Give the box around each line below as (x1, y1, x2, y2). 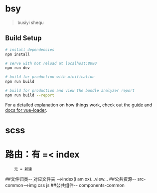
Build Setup (5, 34, 42, 42)
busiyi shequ (17, 19, 44, 25)
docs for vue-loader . (5, 107, 47, 113)
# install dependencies (5, 47, 55, 52)
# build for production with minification (5, 74, 95, 80)
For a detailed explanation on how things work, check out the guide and (5, 102, 153, 108)
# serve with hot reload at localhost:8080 (5, 61, 97, 66)
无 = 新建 (14, 167, 32, 172)
